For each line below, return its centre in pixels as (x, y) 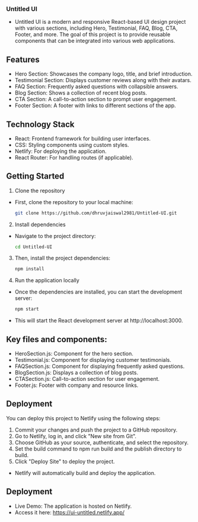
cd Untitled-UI (33, 247)
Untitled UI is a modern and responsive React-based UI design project (100, 22)
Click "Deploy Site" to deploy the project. (65, 461)
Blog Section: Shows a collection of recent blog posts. (81, 93)
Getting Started (35, 176)
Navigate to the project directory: (55, 236)
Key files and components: (57, 339)
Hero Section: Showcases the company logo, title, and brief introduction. (103, 74)
